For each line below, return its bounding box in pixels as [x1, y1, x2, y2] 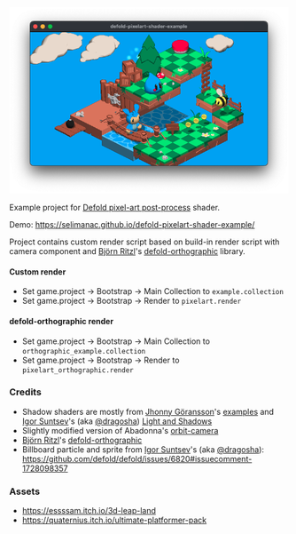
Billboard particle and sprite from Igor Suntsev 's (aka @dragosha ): [21, 443, 264, 455]
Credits [9, 386, 42, 398]
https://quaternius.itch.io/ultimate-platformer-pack [21, 514, 207, 526]
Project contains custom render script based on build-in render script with [9, 236, 280, 247]
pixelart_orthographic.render [21, 365, 135, 375]
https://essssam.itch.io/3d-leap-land [21, 506, 157, 516]
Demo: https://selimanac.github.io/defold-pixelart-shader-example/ [9, 219, 255, 230]
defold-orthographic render [9, 315, 113, 326]
